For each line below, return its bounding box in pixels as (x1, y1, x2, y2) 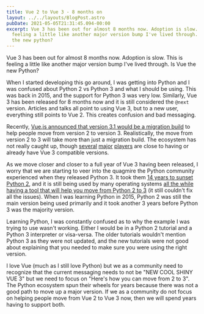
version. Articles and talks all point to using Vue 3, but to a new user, (6, 105, 179, 112)
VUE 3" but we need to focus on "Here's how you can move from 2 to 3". (6, 275, 190, 282)
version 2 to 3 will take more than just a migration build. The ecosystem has (6, 136, 197, 143)
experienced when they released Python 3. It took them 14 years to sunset (6, 174, 194, 180)
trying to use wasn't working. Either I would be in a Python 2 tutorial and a (6, 224, 192, 232)
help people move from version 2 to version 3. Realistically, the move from (6, 129, 193, 137)
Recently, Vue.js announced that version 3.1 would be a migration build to (6, 123, 191, 130)
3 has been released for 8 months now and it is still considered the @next (6, 98, 189, 105)
